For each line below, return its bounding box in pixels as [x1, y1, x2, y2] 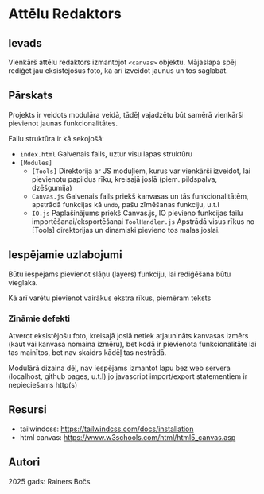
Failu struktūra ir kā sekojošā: [8, 133, 105, 143]
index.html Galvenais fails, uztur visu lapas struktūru [19, 149, 193, 159]
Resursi [8, 403, 47, 417]
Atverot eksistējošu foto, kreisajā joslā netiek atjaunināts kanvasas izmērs [8, 330, 249, 340]
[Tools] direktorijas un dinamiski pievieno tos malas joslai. [31, 225, 220, 234]
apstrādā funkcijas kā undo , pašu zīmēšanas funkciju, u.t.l [31, 199, 220, 209]
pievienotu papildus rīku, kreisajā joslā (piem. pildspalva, [31, 174, 217, 183]
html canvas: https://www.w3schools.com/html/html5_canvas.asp [19, 432, 236, 442]
